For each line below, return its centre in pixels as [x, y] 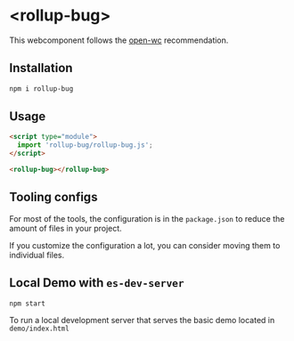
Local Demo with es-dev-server [97, 283]
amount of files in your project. [65, 228]
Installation [41, 68]
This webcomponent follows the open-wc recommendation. [119, 40]
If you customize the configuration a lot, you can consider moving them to [145, 245]
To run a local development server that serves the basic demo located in [142, 321]
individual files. [37, 255]
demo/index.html [39, 329]
